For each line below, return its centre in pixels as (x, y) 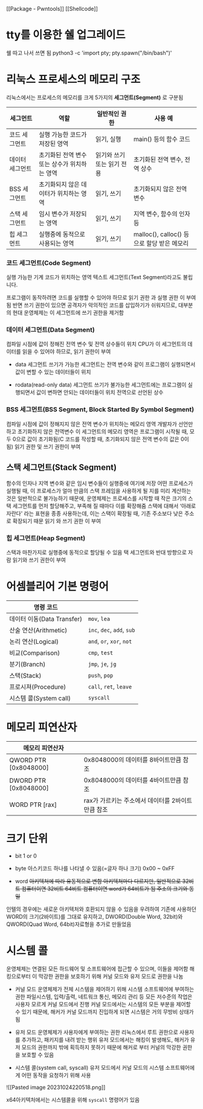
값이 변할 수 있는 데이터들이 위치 (53, 372)
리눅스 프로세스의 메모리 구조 (73, 79)
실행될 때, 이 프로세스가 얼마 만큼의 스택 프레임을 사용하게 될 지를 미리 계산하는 (99, 490)
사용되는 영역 (56, 243)
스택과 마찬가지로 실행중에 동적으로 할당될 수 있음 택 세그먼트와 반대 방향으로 (97, 552)
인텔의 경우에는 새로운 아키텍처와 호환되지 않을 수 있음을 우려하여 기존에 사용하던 (101, 909)
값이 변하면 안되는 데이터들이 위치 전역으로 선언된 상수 (100, 393)
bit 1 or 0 (26, 856)
